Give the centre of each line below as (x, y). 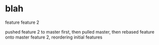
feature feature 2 (22, 22)
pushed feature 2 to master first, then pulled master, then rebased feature (80, 32)
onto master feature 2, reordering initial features (54, 37)
